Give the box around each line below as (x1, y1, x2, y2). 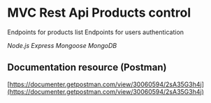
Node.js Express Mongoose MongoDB (7, 41, 117, 49)
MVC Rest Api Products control (7, 5, 191, 21)
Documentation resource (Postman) (7, 61, 167, 74)
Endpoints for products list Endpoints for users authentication (7, 28, 184, 36)
